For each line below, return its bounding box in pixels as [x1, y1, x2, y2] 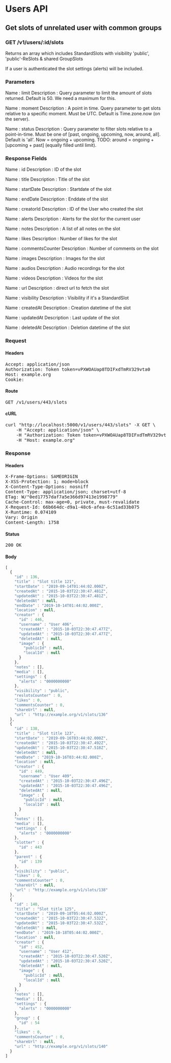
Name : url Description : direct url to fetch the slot [5, 285, 109, 291]
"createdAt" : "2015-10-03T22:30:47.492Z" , [14, 740, 108, 745]
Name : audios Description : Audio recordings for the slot [5, 265, 125, 271]
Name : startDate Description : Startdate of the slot [5, 186, 112, 192]
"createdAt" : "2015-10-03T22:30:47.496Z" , [18, 778, 113, 783]
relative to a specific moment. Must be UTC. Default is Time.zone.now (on [5, 111, 160, 117]
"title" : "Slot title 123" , [14, 731, 76, 736]
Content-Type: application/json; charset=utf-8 [5, 489, 126, 495]
